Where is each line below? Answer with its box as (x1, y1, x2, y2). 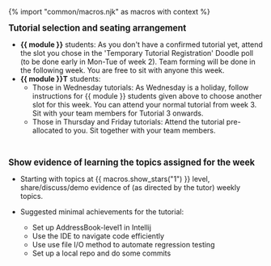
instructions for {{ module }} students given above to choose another (32, 91, 263, 100)
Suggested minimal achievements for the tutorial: (19, 207, 184, 217)
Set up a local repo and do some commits (32, 248, 171, 258)
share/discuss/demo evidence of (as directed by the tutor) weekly (19, 183, 241, 192)
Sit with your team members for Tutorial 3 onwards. (32, 108, 204, 118)
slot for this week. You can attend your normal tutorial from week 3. (32, 100, 257, 109)
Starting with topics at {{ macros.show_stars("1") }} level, (19, 174, 210, 184)
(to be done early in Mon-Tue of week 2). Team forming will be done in (19, 57, 256, 66)
